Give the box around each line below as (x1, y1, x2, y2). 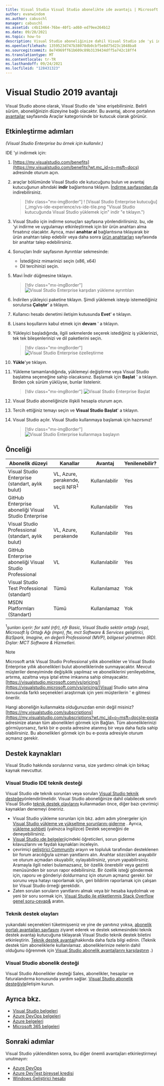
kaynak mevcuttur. (5, 767, 43, 774)
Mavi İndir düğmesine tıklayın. (12, 272, 73, 278)
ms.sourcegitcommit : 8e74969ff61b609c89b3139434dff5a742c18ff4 (5, 48, 137, 53)
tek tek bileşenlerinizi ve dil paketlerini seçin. (12, 335, 103, 341)
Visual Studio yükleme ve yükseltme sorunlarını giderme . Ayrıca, (12, 821, 143, 827)
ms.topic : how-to (5, 35, 41, 39)
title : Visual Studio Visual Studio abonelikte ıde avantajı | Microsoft (5, 7, 159, 12)
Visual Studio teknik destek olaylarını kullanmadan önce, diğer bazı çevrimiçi (5, 801, 159, 807)
